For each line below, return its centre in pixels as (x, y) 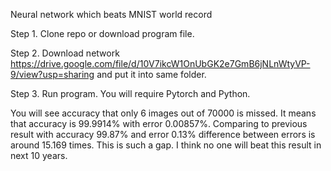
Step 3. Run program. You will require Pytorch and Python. (130, 93)
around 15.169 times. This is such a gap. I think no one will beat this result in (166, 145)
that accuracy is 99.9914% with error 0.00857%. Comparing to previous (159, 123)
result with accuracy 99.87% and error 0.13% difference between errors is (163, 134)
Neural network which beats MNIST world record (111, 14)
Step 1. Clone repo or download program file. (102, 33)
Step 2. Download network (65, 53)
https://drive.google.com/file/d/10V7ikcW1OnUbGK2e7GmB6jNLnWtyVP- (160, 63)
